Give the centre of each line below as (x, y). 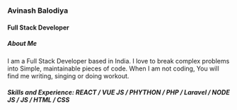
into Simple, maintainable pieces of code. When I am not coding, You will (113, 68)
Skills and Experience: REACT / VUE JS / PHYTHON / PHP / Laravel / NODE (118, 92)
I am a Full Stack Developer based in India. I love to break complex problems (118, 61)
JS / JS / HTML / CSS (39, 100)
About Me (22, 44)
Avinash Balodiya (38, 11)
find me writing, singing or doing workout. (68, 76)
